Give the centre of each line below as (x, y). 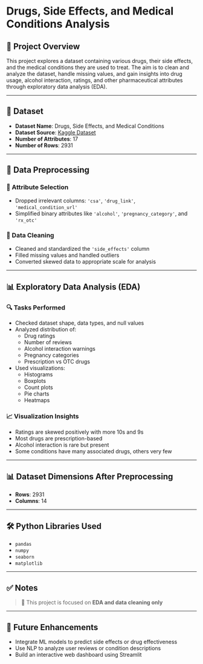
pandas (23, 544)
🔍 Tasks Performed (36, 308)
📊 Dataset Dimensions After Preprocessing (90, 477)
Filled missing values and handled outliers (67, 255)
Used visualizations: (40, 368)
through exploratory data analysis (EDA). (57, 87)
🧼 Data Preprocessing (48, 170)
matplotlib (29, 564)
